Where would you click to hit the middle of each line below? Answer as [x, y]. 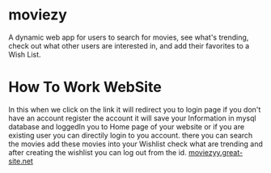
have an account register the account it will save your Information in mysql [132, 118]
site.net [21, 161]
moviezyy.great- [216, 152]
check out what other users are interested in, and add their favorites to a [129, 45]
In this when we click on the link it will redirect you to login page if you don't [135, 109]
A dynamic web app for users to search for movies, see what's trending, [129, 37]
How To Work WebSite [85, 87]
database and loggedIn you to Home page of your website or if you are [127, 126]
